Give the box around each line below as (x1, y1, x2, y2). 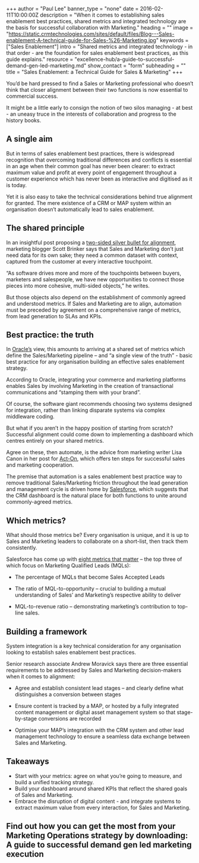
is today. (6, 181, 27, 188)
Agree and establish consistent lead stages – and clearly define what (14, 685, 184, 692)
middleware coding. (6, 413, 55, 420)
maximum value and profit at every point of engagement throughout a (6, 169, 177, 176)
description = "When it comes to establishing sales (40, 11, 165, 18)
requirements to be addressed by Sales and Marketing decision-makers (6, 667, 182, 674)
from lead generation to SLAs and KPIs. (6, 312, 103, 319)
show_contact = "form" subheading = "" (87, 62, 186, 69)
